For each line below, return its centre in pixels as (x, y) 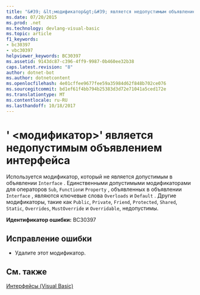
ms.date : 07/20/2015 (32, 17)
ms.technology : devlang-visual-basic (53, 28)
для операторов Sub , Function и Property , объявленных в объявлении (94, 189)
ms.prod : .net (24, 23)
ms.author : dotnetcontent (38, 78)
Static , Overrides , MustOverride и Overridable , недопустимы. (82, 208)
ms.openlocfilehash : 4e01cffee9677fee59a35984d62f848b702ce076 (86, 84)
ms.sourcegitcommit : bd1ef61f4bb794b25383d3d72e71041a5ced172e (86, 89)
